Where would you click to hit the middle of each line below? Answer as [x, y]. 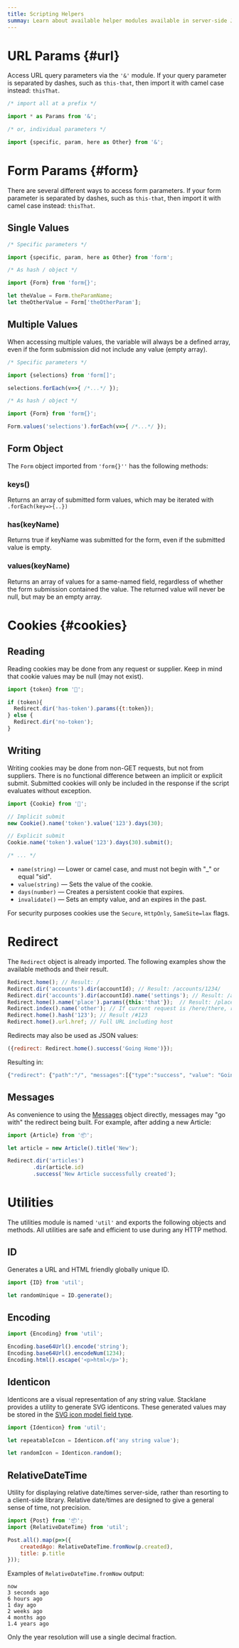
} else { [20, 715]
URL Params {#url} [64, 56]
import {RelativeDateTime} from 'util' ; [68, 1527]
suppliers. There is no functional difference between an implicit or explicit [115, 775]
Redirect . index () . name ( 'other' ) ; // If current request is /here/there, [117, 1009]
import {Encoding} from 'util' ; [55, 1334]
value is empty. [30, 547]
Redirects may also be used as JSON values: [73, 1036]
